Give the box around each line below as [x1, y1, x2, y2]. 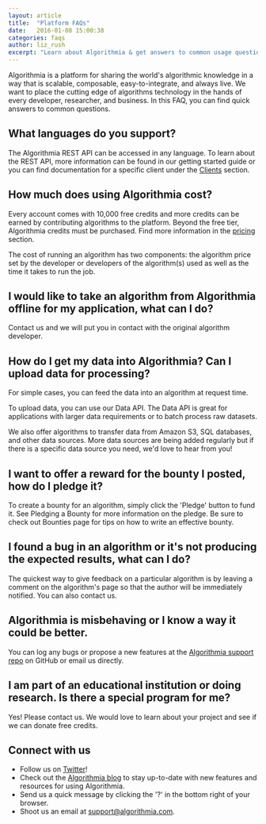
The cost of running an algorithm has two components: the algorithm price [8, 249, 252, 259]
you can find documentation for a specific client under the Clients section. [8, 164, 250, 175]
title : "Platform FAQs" [8, 19, 90, 27]
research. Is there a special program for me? [8, 691, 231, 705]
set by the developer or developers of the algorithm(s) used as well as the [8, 258, 249, 268]
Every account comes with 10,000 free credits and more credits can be [8, 209, 240, 218]
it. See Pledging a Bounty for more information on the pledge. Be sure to [8, 509, 244, 518]
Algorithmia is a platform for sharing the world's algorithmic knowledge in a [8, 71, 253, 79]
